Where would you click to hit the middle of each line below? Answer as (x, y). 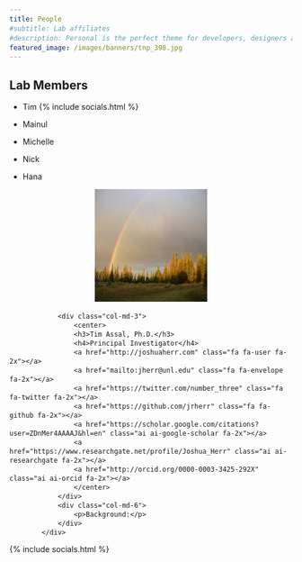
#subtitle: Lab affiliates (60, 28)
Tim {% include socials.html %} (80, 107)
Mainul (35, 124)
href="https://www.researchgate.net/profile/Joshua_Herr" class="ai (140, 452)
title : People (36, 19)
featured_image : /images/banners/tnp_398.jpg (96, 48)
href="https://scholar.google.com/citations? (172, 425)
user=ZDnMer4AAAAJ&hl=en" (58, 434)
